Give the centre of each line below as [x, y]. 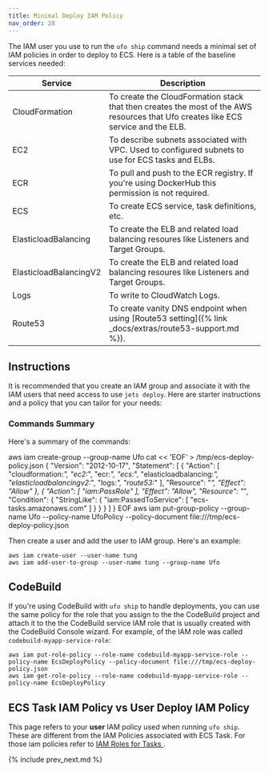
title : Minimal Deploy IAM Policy [66, 16]
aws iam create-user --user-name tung [73, 555]
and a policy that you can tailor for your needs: [85, 403]
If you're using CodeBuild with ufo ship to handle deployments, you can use [134, 606]
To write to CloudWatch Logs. [165, 295]
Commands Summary [52, 424]
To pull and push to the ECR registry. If [181, 173]
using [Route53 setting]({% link [169, 318]
